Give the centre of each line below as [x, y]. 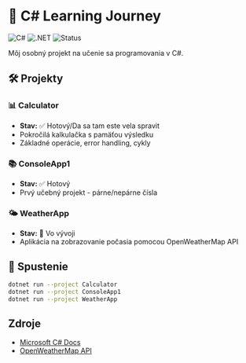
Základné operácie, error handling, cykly [85, 143]
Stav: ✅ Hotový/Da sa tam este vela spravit [89, 126]
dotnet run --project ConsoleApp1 [65, 291]
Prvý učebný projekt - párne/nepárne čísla [88, 192]
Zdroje [25, 324]
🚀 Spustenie [38, 266]
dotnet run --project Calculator [63, 285]
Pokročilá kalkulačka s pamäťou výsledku [86, 134]
